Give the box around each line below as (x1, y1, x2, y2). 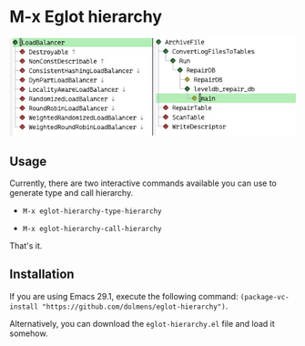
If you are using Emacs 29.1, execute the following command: (9, 290, 239, 301)
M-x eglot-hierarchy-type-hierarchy (22, 207, 162, 216)
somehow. (9, 328, 48, 339)
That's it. (9, 240, 43, 251)
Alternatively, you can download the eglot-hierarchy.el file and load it (9, 318, 275, 329)
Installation (9, 267, 75, 282)
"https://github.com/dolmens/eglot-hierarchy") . (42, 300, 229, 311)
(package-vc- (239, 292, 290, 301)
